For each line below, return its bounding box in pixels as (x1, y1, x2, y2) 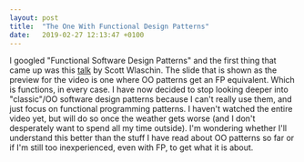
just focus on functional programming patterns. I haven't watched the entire (9, 104, 293, 115)
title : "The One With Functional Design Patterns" (9, 22, 209, 31)
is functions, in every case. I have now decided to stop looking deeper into (9, 84, 289, 96)
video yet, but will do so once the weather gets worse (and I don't (9, 113, 256, 124)
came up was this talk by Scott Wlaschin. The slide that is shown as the (9, 65, 278, 76)
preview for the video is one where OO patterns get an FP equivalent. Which (9, 75, 296, 86)
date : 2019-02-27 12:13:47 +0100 (9, 30, 145, 39)
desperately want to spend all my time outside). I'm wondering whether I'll (9, 123, 288, 134)
